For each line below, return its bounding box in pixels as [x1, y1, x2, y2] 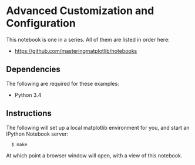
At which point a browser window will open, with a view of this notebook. [6, 152, 183, 159]
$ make [11, 142, 28, 147]
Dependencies [6, 65, 60, 75]
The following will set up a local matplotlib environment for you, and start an [6, 124, 190, 131]
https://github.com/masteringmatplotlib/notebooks [14, 47, 137, 54]
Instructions [6, 109, 52, 119]
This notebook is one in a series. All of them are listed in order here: [6, 36, 170, 43]
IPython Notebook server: [6, 130, 69, 137]
